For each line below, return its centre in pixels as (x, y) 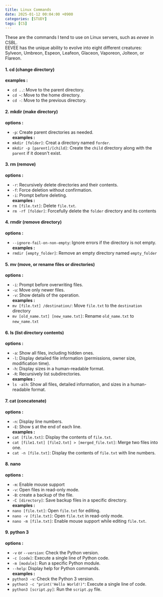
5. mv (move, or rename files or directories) (50, 264)
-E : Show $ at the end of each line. (47, 426)
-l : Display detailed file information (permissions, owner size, (74, 358)
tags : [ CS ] (16, 23)
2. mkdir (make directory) (32, 112)
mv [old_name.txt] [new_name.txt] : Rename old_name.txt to (73, 316)
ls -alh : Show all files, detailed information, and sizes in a (71, 385)
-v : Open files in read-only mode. (46, 489)
